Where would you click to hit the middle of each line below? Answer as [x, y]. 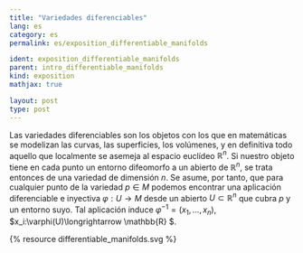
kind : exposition [42, 76]
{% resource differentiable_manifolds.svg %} [93, 239]
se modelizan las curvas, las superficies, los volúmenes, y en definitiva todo [151, 145]
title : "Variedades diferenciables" [78, 18]
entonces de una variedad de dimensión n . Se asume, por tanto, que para [147, 177]
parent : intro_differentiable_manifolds [87, 68]
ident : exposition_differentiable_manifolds [95, 60]
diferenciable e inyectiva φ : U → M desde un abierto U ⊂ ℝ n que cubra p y [150, 197]
